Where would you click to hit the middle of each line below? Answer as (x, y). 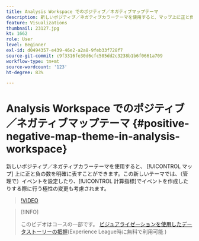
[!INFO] (30, 212)
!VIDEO (29, 201)
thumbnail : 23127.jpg (33, 28)
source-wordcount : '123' (37, 67)
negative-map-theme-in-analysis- (93, 137)
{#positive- (161, 124)
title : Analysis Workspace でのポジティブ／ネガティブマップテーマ (82, 12)
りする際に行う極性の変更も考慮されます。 (58, 189)
